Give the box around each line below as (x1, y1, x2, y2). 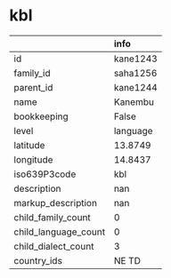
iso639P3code (13, 168, 77, 180)
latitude (13, 139, 45, 151)
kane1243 (113, 52, 158, 65)
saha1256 (113, 67, 158, 79)
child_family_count (13, 210, 91, 223)
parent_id (13, 81, 53, 93)
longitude (13, 153, 53, 165)
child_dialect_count (13, 240, 94, 252)
